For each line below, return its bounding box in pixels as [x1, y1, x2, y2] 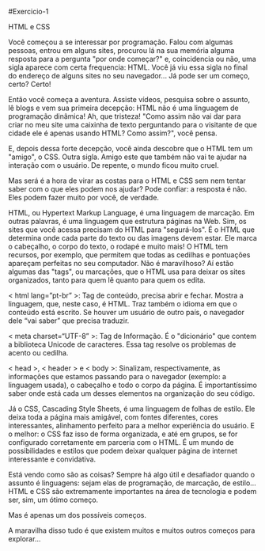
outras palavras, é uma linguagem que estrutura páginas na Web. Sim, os [8, 217, 247, 226]
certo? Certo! [8, 79, 51, 89]
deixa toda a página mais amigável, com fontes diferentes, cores [8, 412, 219, 422]
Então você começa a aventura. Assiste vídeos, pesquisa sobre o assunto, [8, 95, 251, 104]
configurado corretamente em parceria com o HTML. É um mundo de [8, 438, 234, 446]
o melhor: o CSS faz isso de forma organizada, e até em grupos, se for [8, 429, 238, 439]
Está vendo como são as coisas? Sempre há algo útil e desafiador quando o [8, 470, 256, 479]
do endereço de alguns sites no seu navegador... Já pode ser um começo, [8, 71, 251, 80]
